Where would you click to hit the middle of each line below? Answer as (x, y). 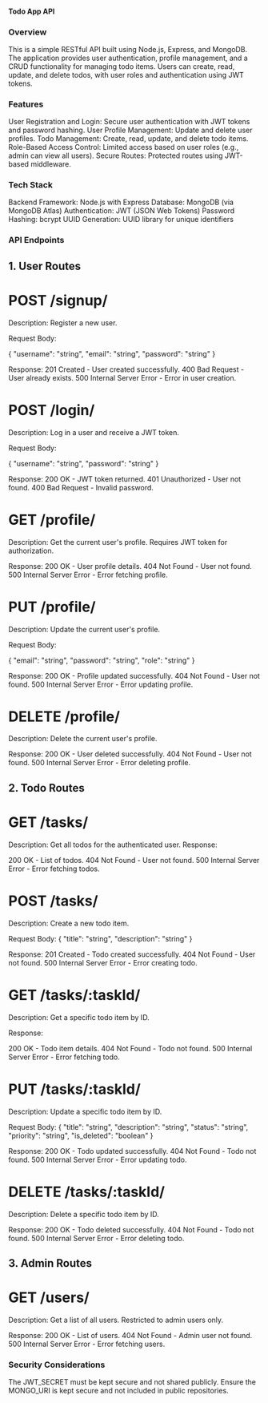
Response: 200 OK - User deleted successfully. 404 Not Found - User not (130, 754)
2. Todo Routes (47, 788)
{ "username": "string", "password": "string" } (84, 463)
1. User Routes (45, 266)
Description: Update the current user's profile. (84, 629)
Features (26, 104)
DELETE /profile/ (64, 716)
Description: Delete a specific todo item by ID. (84, 1214)
